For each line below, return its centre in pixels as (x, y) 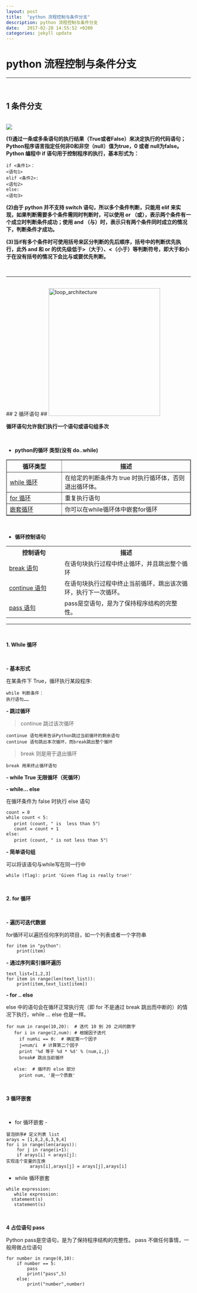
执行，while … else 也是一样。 (52, 1014)
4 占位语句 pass (26, 1227)
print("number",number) (56, 1284)
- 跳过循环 (18, 711)
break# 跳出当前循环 (42, 1058)
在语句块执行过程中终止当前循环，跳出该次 (123, 583)
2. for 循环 (18, 898)
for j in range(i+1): (43, 1150)
